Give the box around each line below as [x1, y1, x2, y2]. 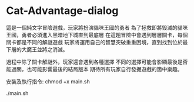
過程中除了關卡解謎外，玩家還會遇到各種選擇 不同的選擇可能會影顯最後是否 [6, 58, 188, 65]
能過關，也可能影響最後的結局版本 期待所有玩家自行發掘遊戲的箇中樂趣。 [6, 65, 183, 72]
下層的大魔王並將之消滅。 [6, 45, 68, 53]
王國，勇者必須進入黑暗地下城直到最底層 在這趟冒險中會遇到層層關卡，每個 [6, 31, 188, 38]
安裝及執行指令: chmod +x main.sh [6, 78, 90, 85]
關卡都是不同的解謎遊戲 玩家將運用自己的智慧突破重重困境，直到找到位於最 [6, 38, 188, 45]
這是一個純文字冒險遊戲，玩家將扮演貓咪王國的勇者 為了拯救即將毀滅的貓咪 [6, 24, 188, 31]
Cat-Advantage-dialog [6, 4, 119, 17]
